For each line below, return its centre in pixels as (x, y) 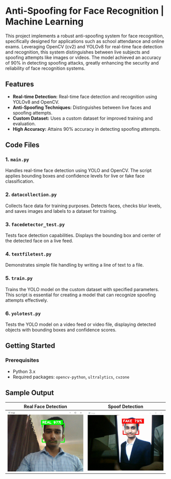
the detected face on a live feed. (39, 241)
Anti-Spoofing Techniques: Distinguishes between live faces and (82, 107)
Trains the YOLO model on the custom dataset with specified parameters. (82, 289)
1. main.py (17, 159)
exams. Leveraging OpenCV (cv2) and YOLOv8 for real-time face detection (84, 46)
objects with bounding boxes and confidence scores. (61, 330)
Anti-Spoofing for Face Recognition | (85, 11)
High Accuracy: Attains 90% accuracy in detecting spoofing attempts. (87, 129)
